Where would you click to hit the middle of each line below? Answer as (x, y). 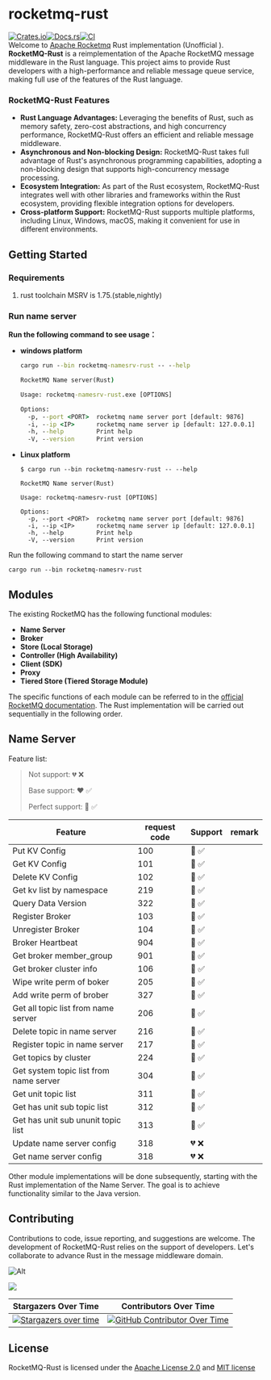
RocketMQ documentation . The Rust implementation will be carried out (126, 705)
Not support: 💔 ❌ (56, 774)
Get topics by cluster (52, 1057)
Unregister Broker (46, 929)
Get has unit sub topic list (60, 1106)
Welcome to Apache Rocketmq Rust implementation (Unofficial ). (116, 44)
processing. (40, 178)
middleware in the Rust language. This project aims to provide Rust (119, 62)
